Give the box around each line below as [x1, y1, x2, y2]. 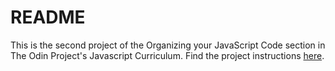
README [10, 6, 86, 29]
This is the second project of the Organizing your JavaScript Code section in [10, 39, 326, 51]
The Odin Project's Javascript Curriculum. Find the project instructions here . [10, 49, 325, 61]
